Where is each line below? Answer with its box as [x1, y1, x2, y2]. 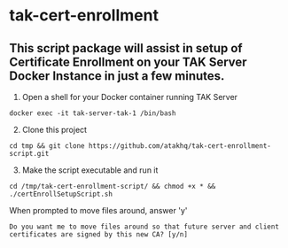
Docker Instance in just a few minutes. [9, 68, 225, 83]
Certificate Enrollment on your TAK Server [9, 54, 247, 69]
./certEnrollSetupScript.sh [9, 190, 113, 198]
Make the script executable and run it [21, 165, 159, 175]
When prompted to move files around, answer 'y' [9, 205, 188, 215]
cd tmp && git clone [9, 142, 86, 151]
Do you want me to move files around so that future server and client [9, 222, 279, 231]
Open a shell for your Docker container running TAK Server [21, 92, 237, 102]
